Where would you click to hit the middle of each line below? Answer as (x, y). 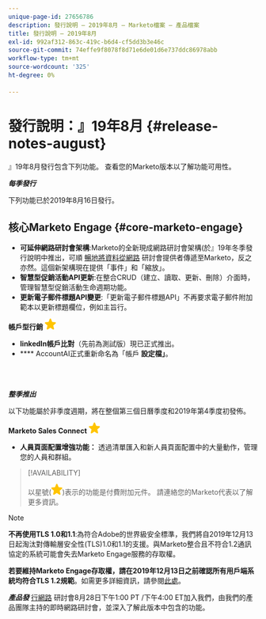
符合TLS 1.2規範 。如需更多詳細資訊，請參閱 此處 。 (104, 581)
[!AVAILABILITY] (54, 473)
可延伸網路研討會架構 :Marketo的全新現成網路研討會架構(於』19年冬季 (133, 248)
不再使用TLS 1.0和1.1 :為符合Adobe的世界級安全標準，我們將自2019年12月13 (131, 534)
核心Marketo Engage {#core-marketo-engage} (126, 227)
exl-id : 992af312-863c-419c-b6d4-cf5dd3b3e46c (86, 42)
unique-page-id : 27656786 (51, 17)
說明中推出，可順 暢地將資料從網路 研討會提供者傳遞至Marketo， (133, 258)
